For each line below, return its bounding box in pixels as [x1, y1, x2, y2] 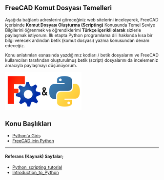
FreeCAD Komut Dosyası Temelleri [5, 4, 112, 12]
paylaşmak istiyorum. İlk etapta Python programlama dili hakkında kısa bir [5, 32, 153, 38]
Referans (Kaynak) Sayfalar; [5, 153, 64, 160]
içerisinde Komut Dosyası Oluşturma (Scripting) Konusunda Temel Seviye [5, 22, 155, 28]
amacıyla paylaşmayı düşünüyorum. [5, 62, 77, 68]
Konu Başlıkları [5, 120, 52, 128]
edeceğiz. [5, 42, 25, 48]
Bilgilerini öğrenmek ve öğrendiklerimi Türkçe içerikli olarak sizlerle [5, 27, 142, 33]
